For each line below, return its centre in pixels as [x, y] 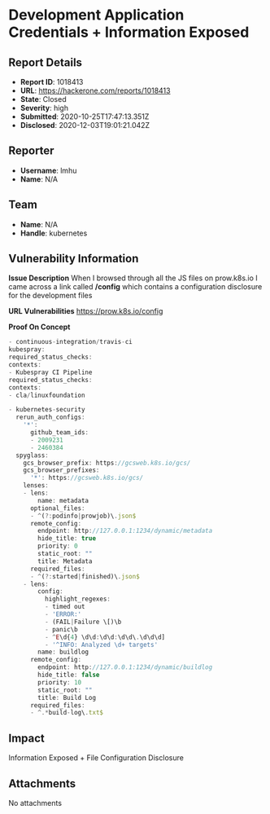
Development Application [96, 15]
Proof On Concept [39, 327]
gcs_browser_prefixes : [61, 470]
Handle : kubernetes [54, 233]
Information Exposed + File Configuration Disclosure [96, 758]
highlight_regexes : [78, 599]
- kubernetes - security [47, 410]
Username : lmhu [48, 170]
